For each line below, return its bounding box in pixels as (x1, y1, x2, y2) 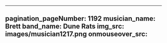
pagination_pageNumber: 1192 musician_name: (5, 14, 156, 23)
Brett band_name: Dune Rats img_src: (5, 22, 124, 31)
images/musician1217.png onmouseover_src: (5, 30, 148, 39)
